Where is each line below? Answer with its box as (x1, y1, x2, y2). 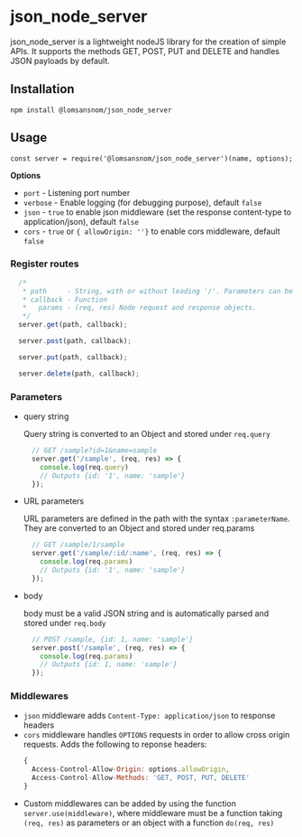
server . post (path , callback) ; (18, 337, 132, 346)
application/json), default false (23, 216, 139, 227)
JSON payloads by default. (10, 55, 111, 66)
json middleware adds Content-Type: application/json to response (23, 711, 276, 721)
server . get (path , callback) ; (18, 321, 128, 330)
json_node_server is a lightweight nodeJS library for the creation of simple (10, 36, 287, 47)
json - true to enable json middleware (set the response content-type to (23, 206, 292, 218)
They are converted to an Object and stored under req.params (23, 523, 255, 534)
